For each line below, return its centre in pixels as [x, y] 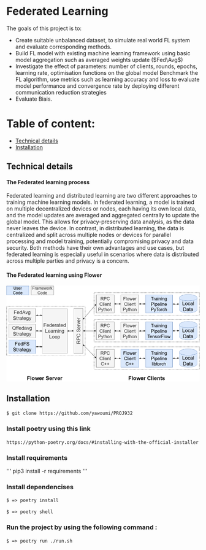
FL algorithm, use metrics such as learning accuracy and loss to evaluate [107, 79]
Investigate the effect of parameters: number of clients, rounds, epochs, [106, 66]
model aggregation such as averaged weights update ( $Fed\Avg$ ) [99, 60]
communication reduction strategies [61, 92]
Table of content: [51, 124]
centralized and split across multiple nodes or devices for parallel [89, 235]
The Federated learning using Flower [54, 275]
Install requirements [37, 457]
